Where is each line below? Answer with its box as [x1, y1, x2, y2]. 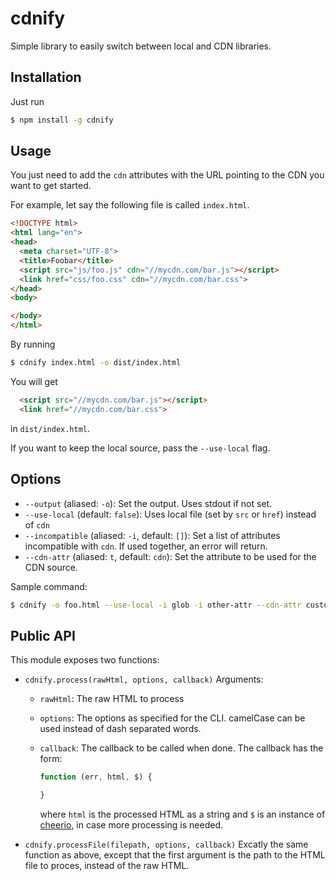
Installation [10, 69, 82, 86]
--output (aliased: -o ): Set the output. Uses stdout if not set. [24, 497, 273, 509]
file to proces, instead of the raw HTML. [24, 859, 190, 871]
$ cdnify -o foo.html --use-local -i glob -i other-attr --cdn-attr [10, 600, 302, 610]
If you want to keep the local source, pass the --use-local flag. [10, 442, 271, 454]
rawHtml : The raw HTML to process [39, 693, 185, 705]
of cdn [24, 518, 50, 531]
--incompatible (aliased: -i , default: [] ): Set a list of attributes [24, 529, 281, 541]
